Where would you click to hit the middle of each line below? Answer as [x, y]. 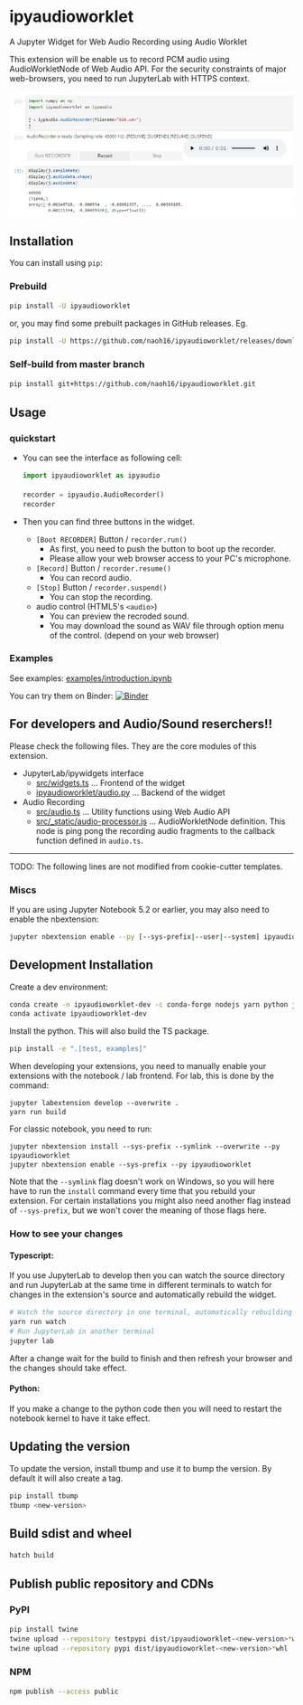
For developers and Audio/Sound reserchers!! [141, 724]
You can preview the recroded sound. [119, 616]
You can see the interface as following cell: [102, 458]
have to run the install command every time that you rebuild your [133, 1191]
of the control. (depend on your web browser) [134, 635]
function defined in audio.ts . [90, 840]
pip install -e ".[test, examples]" [78, 1049]
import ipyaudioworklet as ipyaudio [91, 476]
